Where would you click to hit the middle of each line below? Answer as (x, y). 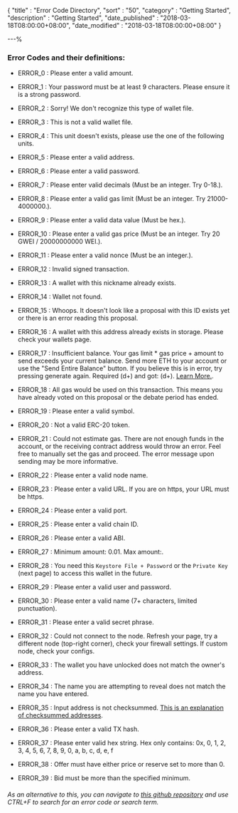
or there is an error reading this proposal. (78, 318)
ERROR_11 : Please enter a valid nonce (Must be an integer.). (105, 255)
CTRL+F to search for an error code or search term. (83, 802)
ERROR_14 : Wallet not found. (60, 297)
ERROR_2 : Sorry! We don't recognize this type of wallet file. (106, 108)
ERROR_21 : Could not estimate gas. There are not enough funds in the (121, 439)
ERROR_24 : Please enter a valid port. (72, 511)
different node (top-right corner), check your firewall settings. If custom (123, 643)
